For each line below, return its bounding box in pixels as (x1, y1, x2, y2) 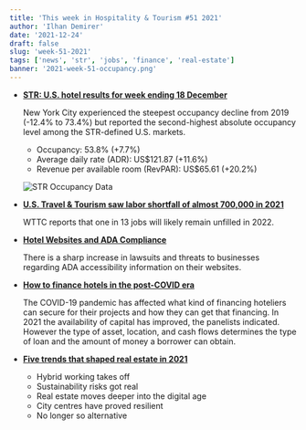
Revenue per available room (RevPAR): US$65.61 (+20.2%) (36, 163, 258, 174)
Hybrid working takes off (36, 371, 131, 382)
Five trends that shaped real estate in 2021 (22, 353, 188, 364)
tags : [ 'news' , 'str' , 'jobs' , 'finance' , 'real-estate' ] (9, 56, 235, 65)
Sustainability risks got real (36, 381, 139, 392)
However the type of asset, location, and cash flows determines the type (22, 326, 297, 337)
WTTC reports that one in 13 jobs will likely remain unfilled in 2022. (22, 216, 275, 227)
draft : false (9, 38, 59, 48)
